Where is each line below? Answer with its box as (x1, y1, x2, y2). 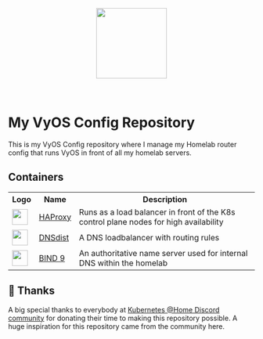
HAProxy (38, 211, 72, 222)
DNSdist (38, 232, 69, 243)
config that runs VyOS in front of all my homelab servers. (8, 148, 192, 157)
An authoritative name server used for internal (78, 247, 248, 258)
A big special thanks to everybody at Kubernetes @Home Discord (8, 305, 220, 314)
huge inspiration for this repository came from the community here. (8, 321, 225, 331)
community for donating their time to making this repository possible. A (8, 313, 238, 323)
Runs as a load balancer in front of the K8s (78, 207, 236, 218)
